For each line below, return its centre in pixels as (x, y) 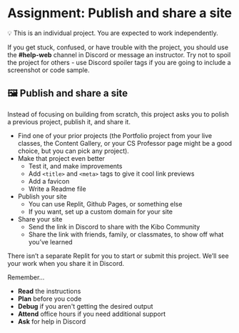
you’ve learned (50, 242)
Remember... (26, 277)
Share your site (40, 219)
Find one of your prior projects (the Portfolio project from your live (115, 135)
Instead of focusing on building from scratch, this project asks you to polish (118, 114)
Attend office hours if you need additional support (92, 314)
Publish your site (42, 196)
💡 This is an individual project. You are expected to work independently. (113, 33)
